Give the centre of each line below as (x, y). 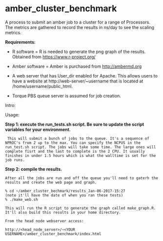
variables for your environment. (38, 129)
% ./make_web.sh (21, 199)
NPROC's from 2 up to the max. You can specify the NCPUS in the (73, 143)
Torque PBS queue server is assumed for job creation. (66, 96)
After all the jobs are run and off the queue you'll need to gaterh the (82, 178)
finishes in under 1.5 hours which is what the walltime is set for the (81, 156)
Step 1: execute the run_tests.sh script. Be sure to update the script (75, 124)
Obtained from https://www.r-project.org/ (54, 56)
